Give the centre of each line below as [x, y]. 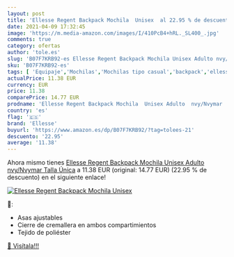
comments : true [29, 40]
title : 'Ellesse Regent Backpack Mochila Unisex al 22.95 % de [104, 20]
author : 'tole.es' [34, 53]
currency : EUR [28, 85]
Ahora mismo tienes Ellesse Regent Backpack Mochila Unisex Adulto [106, 163]
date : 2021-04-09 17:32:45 [46, 26]
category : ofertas [34, 46]
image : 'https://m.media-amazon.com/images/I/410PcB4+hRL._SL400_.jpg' [113, 33]
